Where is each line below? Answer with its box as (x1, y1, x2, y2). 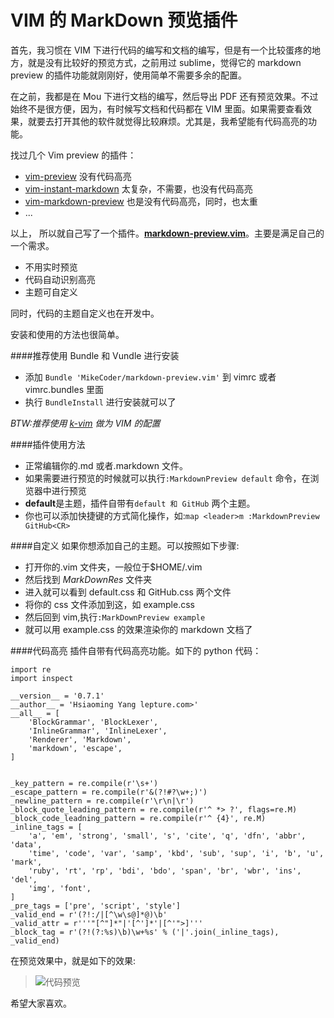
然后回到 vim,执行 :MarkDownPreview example (24, 611, 206, 623)
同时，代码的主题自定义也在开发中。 (10, 307, 160, 319)
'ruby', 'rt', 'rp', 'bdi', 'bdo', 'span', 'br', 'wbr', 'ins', (28, 866, 302, 876)
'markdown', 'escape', (28, 743, 123, 753)
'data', (10, 839, 43, 850)
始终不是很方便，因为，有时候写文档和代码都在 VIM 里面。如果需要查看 (10, 102, 303, 115)
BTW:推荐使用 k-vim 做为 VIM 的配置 (10, 417, 161, 429)
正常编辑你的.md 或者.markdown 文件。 (24, 459, 188, 471)
